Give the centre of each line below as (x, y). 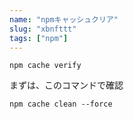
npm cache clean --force (61, 104)
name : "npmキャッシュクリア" (64, 19)
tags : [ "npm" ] (39, 38)
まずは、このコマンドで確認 (66, 85)
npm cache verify (45, 66)
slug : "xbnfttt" (43, 29)
